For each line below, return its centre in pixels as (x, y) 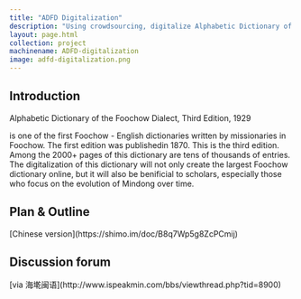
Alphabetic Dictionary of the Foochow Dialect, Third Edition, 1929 (130, 117)
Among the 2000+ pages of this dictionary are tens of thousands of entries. (150, 154)
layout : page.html (44, 34)
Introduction (45, 96)
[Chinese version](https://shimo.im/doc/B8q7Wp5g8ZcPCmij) (124, 234)
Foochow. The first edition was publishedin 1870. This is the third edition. (144, 145)
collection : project (48, 43)
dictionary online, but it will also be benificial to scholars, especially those (146, 173)
